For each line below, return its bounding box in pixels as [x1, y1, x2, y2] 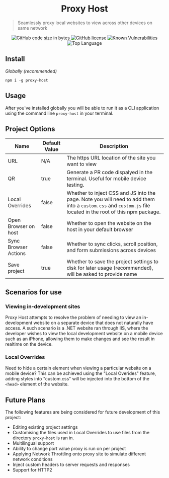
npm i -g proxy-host [5, 77, 49, 83]
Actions [8, 250, 26, 257]
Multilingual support [12, 440, 54, 446]
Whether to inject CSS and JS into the [66, 190, 156, 197]
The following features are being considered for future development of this [5, 409, 160, 415]
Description [100, 143, 128, 150]
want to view [66, 161, 97, 168]
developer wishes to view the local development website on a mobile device [5, 331, 163, 337]
